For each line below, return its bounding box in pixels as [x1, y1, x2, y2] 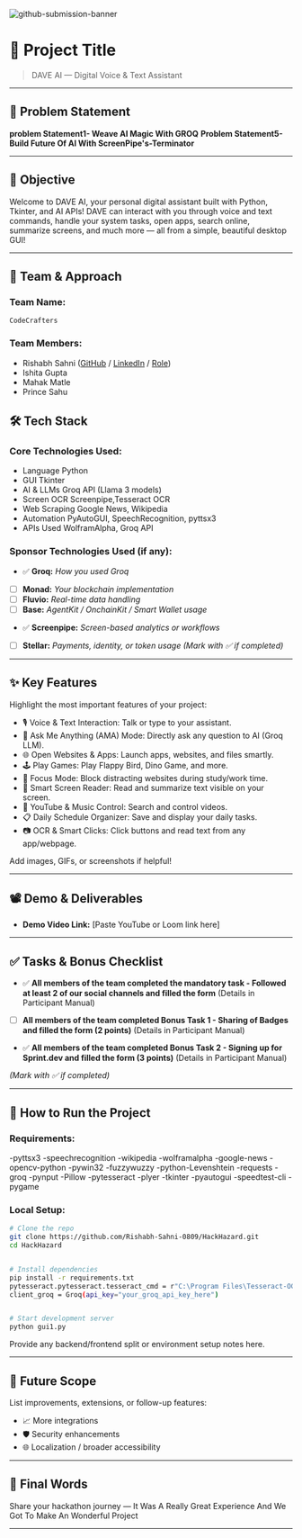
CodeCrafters [9, 316, 58, 326]
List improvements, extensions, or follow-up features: [9, 1397, 208, 1408]
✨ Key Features [9, 675, 97, 690]
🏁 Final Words [9, 1477, 88, 1492]
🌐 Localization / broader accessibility [22, 1441, 161, 1453]
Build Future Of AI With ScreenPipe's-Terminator [9, 138, 195, 148]
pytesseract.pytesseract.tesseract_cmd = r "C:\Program [9, 1282, 219, 1291]
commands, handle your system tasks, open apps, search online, [9, 215, 250, 226]
